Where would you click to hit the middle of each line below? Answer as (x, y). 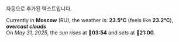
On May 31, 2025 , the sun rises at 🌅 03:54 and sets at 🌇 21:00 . (81, 33)
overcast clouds (26, 26)
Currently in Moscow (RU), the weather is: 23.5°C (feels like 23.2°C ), (90, 20)
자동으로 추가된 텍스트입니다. (39, 8)
